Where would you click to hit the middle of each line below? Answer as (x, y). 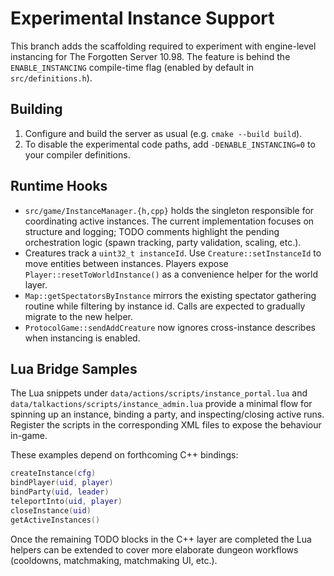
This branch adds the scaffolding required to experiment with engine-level (163, 46)
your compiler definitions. (77, 154)
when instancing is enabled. (82, 338)
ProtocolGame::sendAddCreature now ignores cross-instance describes (170, 327)
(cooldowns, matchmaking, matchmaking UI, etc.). (114, 560)
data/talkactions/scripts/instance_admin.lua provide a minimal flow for (161, 404)
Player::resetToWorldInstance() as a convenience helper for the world (171, 274)
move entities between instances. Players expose (126, 263)
